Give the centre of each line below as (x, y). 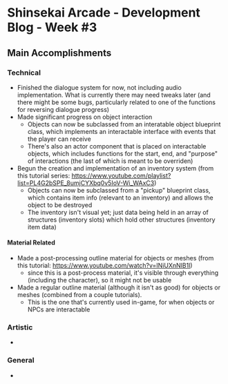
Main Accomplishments (59, 53)
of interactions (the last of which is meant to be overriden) (110, 161)
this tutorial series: (44, 175)
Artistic (20, 327)
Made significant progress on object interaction (85, 117)
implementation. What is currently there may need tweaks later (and (114, 95)
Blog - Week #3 (52, 27)
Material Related (31, 242)
